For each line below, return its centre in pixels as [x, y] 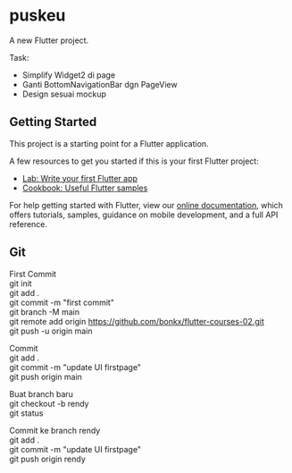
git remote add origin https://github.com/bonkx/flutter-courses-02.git [137, 321]
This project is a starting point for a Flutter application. [109, 143]
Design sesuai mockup [64, 94]
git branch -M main [45, 312]
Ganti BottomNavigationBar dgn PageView [100, 84]
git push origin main [46, 376]
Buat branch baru [42, 393]
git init [21, 283]
